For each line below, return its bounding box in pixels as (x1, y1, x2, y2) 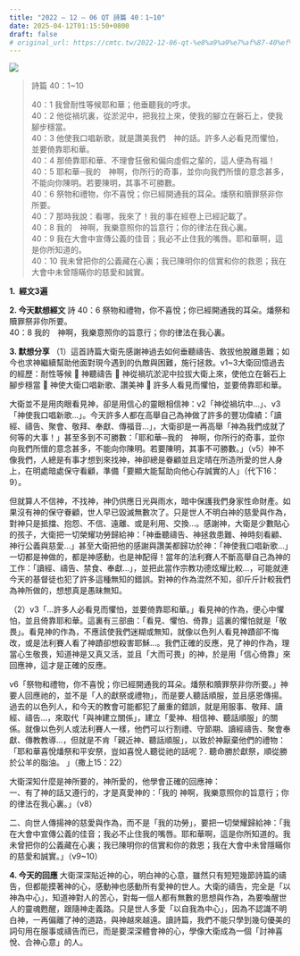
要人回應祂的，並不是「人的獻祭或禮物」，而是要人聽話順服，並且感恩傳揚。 (9, 690, 287, 701)
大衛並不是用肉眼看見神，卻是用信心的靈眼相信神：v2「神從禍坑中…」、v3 (9, 398, 281, 409)
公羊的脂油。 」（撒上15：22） (16, 757, 128, 768)
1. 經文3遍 (9, 286, 48, 297)
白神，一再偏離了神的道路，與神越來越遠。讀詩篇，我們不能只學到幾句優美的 (9, 915, 291, 926)
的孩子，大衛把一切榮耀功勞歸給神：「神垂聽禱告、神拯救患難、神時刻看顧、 (9, 529, 287, 541)
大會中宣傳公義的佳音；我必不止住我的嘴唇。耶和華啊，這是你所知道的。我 (16, 828, 291, 840)
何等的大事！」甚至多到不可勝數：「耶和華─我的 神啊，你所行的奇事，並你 (9, 432, 285, 443)
